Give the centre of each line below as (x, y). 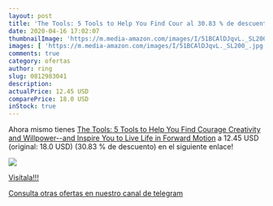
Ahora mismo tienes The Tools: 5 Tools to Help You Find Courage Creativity (135, 130)
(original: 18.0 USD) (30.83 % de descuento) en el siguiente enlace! (121, 147)
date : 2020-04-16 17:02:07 (54, 31)
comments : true (34, 54)
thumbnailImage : (36, 39)
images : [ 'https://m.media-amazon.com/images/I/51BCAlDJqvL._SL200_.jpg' (138, 46)
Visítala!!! (24, 178)
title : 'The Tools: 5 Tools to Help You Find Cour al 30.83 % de (121, 24)
